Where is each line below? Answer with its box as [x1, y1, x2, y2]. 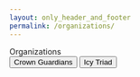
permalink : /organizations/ [9, 21, 116, 30]
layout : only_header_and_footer [9, 13, 131, 22]
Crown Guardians [14, 57, 73, 67]
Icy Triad [83, 57, 113, 67]
